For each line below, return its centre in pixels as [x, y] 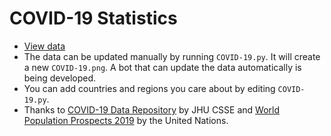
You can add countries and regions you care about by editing [149, 88]
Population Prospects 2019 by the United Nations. [126, 120]
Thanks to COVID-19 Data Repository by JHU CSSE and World [152, 109]
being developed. [60, 78]
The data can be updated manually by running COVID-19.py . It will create [172, 56]
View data [44, 46]
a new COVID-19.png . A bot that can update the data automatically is [162, 67]
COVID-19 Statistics [93, 18]
